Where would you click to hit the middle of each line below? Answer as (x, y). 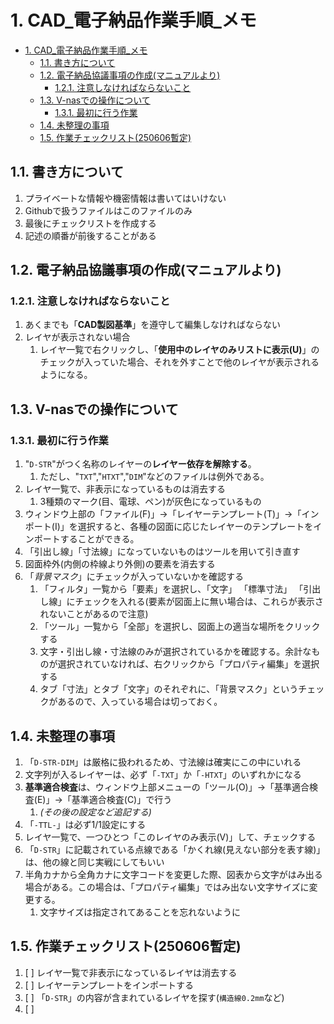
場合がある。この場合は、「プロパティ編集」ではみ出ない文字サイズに (167, 887)
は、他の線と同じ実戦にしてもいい (94, 862)
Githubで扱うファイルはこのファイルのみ (108, 210)
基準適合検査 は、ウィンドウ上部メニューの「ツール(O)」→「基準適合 (167, 787)
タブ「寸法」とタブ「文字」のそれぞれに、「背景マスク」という (169, 689)
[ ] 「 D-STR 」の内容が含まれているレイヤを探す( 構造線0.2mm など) (154, 997)
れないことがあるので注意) (94, 614)
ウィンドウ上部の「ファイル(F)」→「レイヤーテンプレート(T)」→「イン (172, 514)
